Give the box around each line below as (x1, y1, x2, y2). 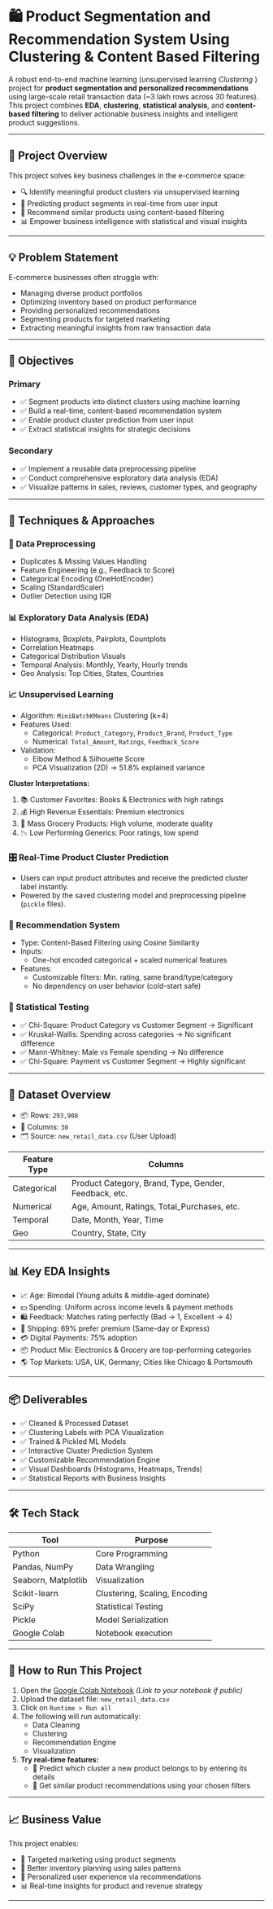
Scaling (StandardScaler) (19, 582, 105, 592)
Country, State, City (71, 1227, 147, 1239)
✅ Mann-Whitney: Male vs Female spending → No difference (19, 1047, 224, 1056)
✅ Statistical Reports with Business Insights (19, 1473, 167, 1483)
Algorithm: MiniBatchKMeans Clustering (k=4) (19, 710, 169, 720)
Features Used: (19, 719, 71, 729)
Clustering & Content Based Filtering (8, 47, 261, 66)
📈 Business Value (8, 1813, 102, 1827)
